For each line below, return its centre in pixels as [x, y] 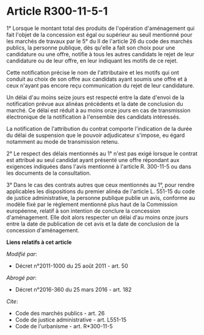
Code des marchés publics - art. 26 [60, 313]
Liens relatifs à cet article [39, 242]
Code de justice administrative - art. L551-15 [71, 320]
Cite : [12, 301]
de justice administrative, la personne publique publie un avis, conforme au [101, 197]
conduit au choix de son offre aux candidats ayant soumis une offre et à [97, 79]
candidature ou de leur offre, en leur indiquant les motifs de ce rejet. [92, 61]
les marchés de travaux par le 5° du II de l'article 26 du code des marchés [99, 41]
